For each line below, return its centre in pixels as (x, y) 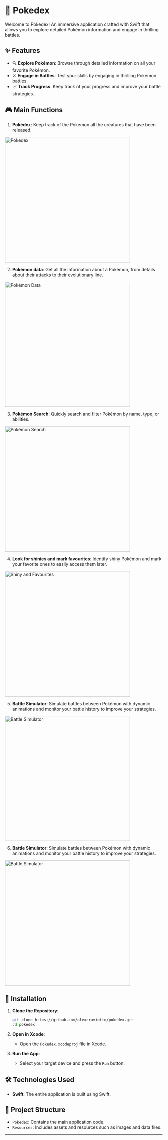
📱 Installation (26, 998)
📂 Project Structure (35, 1110)
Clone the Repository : (35, 1011)
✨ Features (23, 50)
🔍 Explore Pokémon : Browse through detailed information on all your (84, 63)
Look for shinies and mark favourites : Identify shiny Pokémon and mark (87, 559)
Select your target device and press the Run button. (72, 1063)
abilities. (21, 419)
